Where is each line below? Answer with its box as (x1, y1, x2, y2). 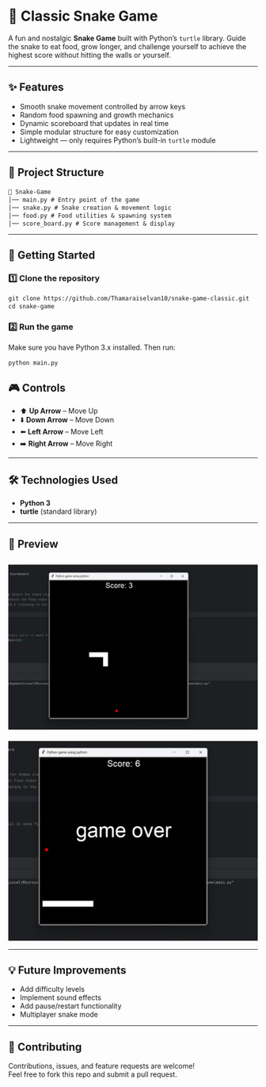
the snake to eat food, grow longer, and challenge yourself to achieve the (8, 41, 247, 51)
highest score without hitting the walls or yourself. (8, 50, 172, 59)
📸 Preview (8, 537, 59, 550)
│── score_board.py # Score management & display (8, 220, 176, 228)
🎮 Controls (8, 381, 66, 395)
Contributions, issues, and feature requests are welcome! (8, 1062, 196, 1071)
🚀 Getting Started (8, 248, 96, 262)
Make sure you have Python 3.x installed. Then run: (8, 343, 176, 352)
